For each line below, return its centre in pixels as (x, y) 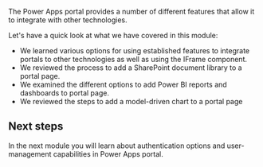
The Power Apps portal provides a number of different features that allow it (131, 12)
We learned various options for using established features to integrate (135, 50)
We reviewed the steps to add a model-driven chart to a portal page (131, 101)
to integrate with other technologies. (68, 20)
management (30, 153)
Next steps (36, 126)
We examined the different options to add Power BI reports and (123, 84)
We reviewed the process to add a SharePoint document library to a (131, 68)
